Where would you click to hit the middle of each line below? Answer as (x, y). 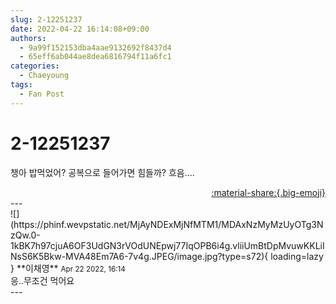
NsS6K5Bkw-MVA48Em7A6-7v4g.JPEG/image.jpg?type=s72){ (139, 256)
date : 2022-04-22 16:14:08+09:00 (80, 29)
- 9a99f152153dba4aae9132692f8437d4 (95, 47)
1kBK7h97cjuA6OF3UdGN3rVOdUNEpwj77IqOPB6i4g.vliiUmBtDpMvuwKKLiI (167, 245)
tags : (21, 85)
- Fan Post (42, 94)
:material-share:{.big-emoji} (268, 192)
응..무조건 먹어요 (42, 280)
